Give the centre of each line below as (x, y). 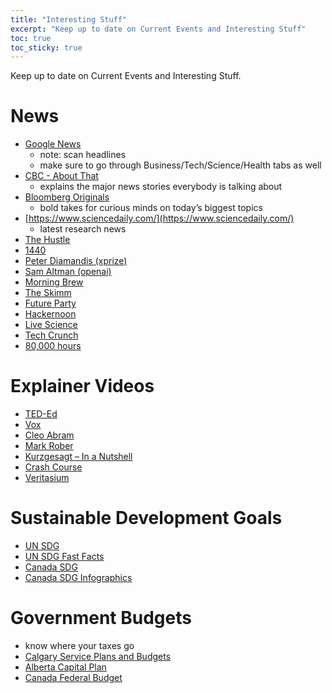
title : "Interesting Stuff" (69, 19)
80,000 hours (53, 346)
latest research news (83, 229)
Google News (53, 144)
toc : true (31, 38)
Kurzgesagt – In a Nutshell (78, 457)
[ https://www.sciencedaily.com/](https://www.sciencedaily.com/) (159, 218)
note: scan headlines (83, 155)
